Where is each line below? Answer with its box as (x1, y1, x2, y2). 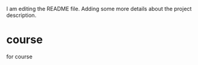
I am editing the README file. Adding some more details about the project (6, 5, 192, 12)
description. (6, 12, 37, 19)
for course (6, 53, 32, 60)
